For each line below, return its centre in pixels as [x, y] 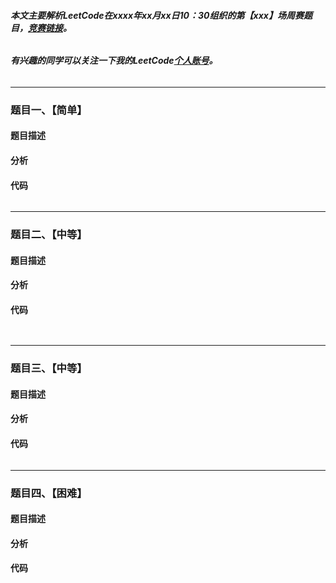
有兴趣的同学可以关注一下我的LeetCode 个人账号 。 [114, 61]
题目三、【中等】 [49, 368]
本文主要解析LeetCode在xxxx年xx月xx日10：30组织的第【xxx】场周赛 [157, 15]
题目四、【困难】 [49, 493]
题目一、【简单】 [49, 110]
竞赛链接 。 [50, 27]
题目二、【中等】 [49, 235]
